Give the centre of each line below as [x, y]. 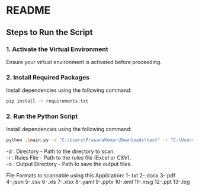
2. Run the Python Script [42, 116]
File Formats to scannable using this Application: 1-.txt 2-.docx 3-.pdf [91, 176]
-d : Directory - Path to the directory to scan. [61, 151]
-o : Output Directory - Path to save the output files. [69, 164]
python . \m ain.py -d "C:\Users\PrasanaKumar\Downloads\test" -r [87, 140]
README [28, 10]
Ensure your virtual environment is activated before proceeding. [84, 62]
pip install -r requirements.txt [47, 101]
